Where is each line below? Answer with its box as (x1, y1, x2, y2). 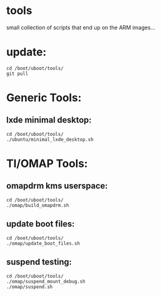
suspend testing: (6, 257, 72, 267)
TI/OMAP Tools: (6, 157, 88, 171)
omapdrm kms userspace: (6, 181, 108, 191)
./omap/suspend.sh (6, 284, 53, 290)
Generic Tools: (6, 91, 82, 105)
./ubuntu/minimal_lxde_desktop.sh (6, 136, 94, 143)
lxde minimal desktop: (6, 115, 92, 125)
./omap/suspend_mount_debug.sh (6, 278, 86, 284)
